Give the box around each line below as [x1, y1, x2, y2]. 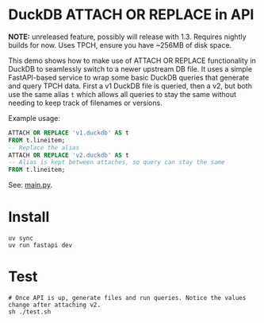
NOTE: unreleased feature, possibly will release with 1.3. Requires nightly [8, 32, 247, 41]
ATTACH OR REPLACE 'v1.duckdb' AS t [8, 129, 129, 137]
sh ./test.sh [8, 308, 52, 316]
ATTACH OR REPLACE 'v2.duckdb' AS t [8, 151, 129, 159]
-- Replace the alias [8, 143, 80, 152]
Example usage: [8, 113, 61, 123]
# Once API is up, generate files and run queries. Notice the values [8, 294, 247, 302]
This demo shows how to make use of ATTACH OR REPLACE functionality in [8, 56, 256, 65]
